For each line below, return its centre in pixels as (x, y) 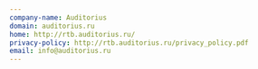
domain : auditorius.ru (52, 26)
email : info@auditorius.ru (60, 51)
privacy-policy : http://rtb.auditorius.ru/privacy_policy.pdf (129, 43)
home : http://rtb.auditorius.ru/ (72, 34)
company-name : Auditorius (58, 17)
